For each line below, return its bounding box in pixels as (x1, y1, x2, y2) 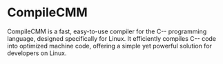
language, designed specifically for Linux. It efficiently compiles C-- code (7, 34, 216, 42)
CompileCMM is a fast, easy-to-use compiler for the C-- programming (7, 27, 207, 35)
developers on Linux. (7, 49, 67, 57)
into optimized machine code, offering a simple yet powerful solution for (7, 42, 213, 50)
